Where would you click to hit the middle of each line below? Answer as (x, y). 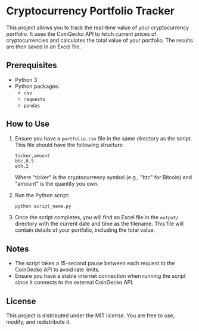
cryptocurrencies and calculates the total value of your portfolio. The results (100, 40)
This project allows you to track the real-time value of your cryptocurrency (98, 27)
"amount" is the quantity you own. (57, 183)
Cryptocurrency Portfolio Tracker (90, 11)
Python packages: (37, 86)
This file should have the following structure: (69, 145)
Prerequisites (32, 65)
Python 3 (26, 79)
